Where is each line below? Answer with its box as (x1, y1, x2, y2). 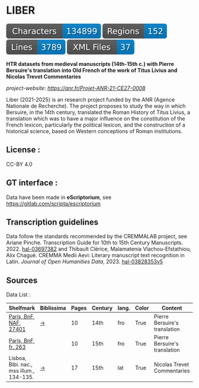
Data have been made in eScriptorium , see (6, 194, 111, 201)
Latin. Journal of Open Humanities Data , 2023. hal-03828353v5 (6, 258, 163, 265)
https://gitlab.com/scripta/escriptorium (6, 200, 101, 207)
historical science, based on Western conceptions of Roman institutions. (6, 127, 182, 134)
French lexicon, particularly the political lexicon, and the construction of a (6, 121, 185, 128)
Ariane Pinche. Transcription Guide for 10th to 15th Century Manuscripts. (6, 239, 184, 247)
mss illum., (8, 367, 35, 374)
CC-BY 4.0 (6, 160, 33, 168)
